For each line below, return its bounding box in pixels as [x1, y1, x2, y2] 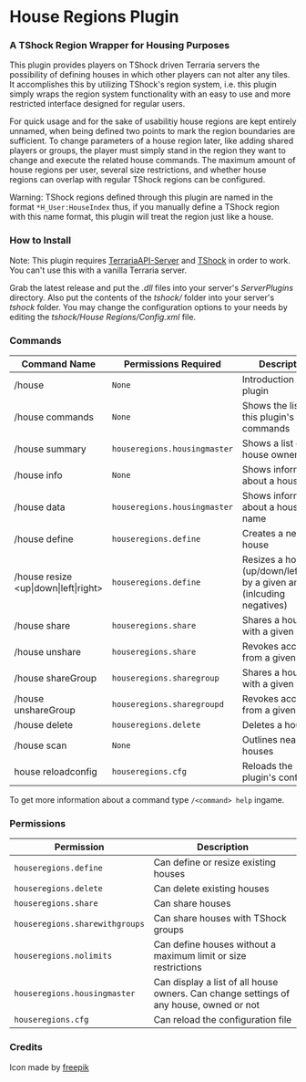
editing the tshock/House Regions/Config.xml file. [9, 311, 197, 322]
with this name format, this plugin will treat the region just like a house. [9, 212, 274, 223]
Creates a [241, 527, 284, 540]
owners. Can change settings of [153, 987, 290, 1000]
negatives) [241, 599, 289, 612]
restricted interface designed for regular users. [9, 99, 186, 109]
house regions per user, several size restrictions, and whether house [9, 164, 267, 175]
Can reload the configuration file [153, 1014, 292, 1026]
